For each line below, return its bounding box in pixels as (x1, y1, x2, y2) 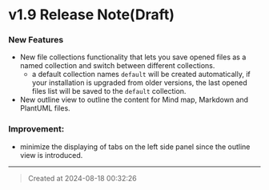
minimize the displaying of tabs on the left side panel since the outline (19, 142, 251, 152)
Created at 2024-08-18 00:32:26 (27, 173, 138, 183)
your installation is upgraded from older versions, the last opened (31, 78, 248, 87)
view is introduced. (19, 150, 83, 160)
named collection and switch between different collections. (19, 61, 215, 71)
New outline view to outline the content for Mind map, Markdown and (19, 95, 249, 105)
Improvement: (8, 123, 65, 135)
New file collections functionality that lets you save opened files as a (19, 52, 247, 62)
